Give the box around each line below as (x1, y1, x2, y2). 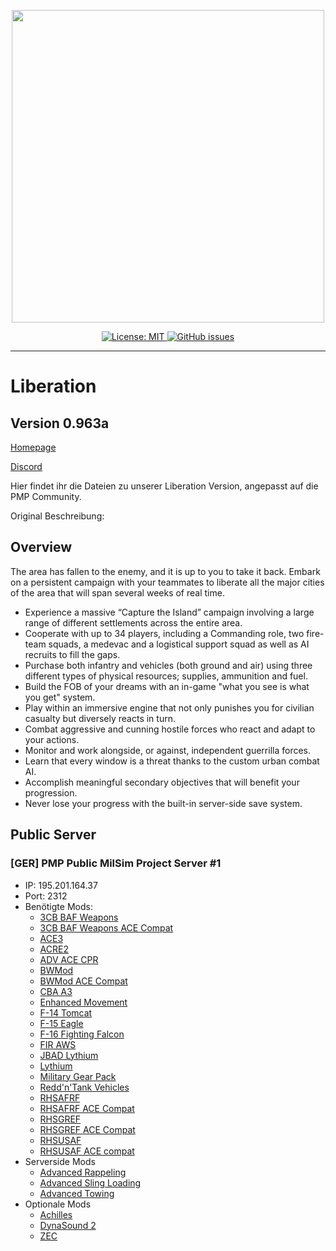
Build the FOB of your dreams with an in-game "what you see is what (24, 680, 310, 692)
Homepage (10, 441, 57, 453)
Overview (10, 539, 73, 556)
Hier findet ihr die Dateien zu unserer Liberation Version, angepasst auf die (10, 480, 319, 492)
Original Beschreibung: (10, 510, 105, 522)
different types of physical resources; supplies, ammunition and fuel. (24, 670, 308, 682)
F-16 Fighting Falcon (39, 1028, 125, 1040)
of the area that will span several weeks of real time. (10, 586, 225, 599)
